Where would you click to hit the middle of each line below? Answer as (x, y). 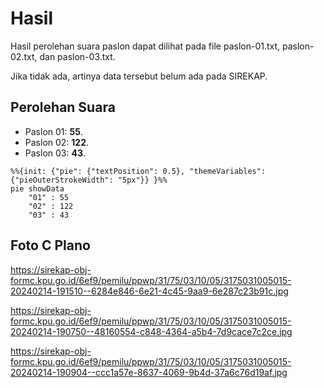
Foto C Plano (50, 245)
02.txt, (24, 56)
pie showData (37, 188)
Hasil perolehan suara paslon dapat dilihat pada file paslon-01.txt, (145, 46)
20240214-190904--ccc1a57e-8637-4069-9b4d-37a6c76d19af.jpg (149, 372)
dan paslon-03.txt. (77, 56)
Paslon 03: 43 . (55, 153)
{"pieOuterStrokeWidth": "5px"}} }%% (89, 180)
